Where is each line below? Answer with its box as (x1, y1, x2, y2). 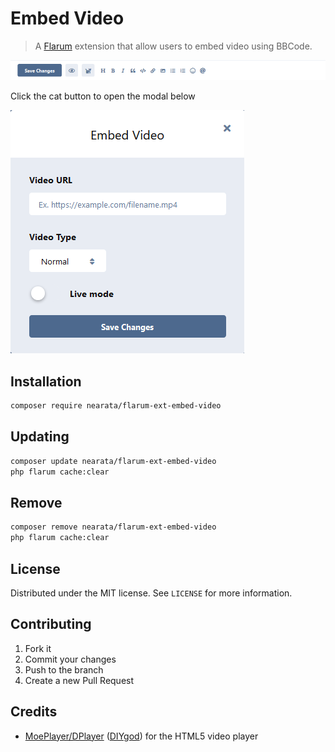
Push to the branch (24, 663, 104, 676)
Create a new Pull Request (24, 674, 135, 686)
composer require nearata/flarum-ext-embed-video (10, 401, 222, 411)
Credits (10, 703, 58, 721)
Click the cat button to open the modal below (10, 90, 196, 102)
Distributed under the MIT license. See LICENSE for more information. (10, 587, 293, 599)
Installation (10, 373, 82, 390)
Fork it (24, 642, 52, 654)
